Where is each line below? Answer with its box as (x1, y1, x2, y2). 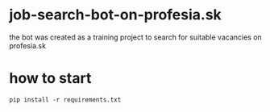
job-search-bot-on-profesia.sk (9, 6, 222, 24)
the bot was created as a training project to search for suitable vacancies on (9, 32, 263, 42)
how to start (9, 69, 92, 88)
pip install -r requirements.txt (9, 95, 122, 104)
